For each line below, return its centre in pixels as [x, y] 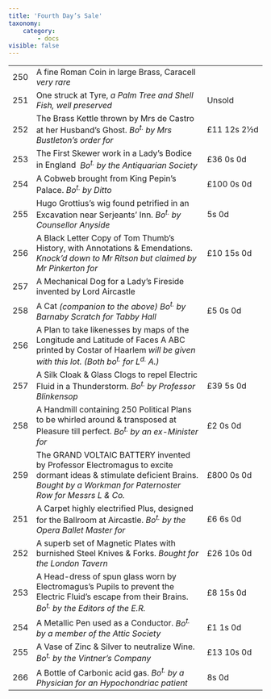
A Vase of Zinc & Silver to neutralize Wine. [115, 647]
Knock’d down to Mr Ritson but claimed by [116, 258]
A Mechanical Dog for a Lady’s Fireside [110, 282]
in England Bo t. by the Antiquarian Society [117, 164]
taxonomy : [25, 23]
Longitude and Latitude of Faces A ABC [110, 340]
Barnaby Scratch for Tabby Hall [96, 316]
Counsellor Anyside [73, 225]
